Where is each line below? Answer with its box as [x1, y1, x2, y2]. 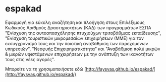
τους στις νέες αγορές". [5, 56, 55, 62]
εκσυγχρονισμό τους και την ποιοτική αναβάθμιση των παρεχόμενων [5, 40, 148, 46]
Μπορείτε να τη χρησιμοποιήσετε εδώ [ [5, 66, 86, 72]
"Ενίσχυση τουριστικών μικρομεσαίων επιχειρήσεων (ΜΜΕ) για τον [5, 35, 144, 41]
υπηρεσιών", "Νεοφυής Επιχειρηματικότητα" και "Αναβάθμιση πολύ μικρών [5, 46, 161, 52]
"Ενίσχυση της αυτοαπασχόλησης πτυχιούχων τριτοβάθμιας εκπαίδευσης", [5, 30, 161, 36]
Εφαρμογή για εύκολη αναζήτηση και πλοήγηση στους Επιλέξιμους [5, 19, 145, 25]
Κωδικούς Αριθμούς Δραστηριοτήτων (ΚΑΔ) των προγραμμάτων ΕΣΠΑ [5, 24, 152, 30]
